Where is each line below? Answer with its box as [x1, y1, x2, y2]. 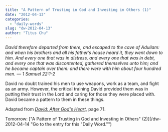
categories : [5, 16, 30, 21]
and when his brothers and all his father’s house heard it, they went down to [5, 49, 163, 55]
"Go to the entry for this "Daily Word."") [31, 121, 112, 127]
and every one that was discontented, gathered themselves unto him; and [5, 60, 158, 66]
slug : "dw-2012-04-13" [5, 26, 53, 31]
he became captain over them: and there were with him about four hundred [5, 65, 161, 71]
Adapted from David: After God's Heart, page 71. [5, 106, 106, 112]
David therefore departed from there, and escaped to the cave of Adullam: [5, 44, 159, 50]
